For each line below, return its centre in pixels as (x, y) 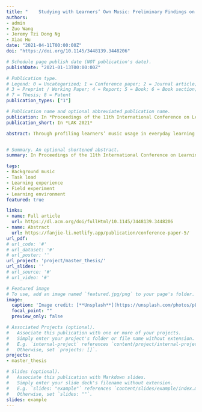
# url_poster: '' (28, 255)
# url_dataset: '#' (31, 250)
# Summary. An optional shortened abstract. (63, 150)
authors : (17, 17)
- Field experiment (31, 188)
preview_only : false (37, 316)
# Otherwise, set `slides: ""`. (50, 394)
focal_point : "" (32, 311)
